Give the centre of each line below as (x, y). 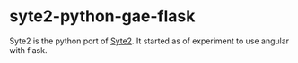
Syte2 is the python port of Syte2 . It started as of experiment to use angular (149, 41)
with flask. (28, 50)
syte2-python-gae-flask (102, 16)
